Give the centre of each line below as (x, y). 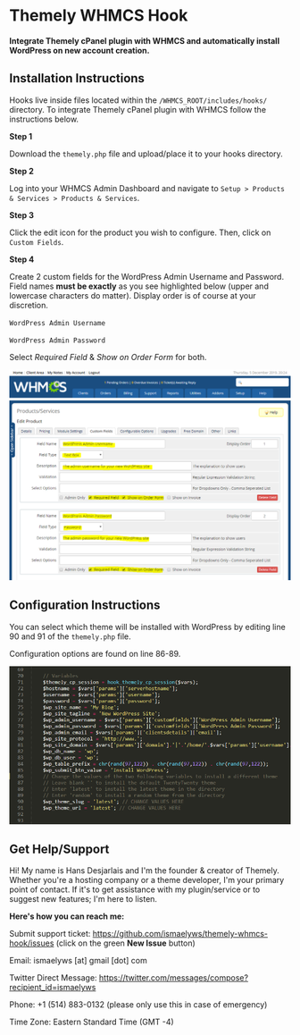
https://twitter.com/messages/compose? (173, 978)
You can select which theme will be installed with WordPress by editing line (147, 627)
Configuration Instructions (85, 606)
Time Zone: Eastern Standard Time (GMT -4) (92, 1022)
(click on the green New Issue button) (126, 943)
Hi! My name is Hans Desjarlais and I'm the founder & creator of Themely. (144, 871)
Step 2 (21, 171)
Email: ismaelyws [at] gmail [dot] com (78, 961)
